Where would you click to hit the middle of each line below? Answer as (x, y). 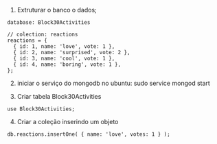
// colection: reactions (43, 34)
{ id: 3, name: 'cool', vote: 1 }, (64, 58)
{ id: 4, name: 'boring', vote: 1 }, (67, 64)
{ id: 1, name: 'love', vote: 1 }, (64, 47)
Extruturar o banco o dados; (57, 10)
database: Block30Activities (49, 23)
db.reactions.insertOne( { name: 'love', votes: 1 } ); (89, 134)
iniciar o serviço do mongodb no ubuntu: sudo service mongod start (114, 83)
